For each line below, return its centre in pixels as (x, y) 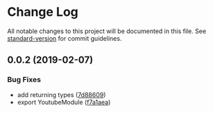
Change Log (43, 12)
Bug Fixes (24, 80)
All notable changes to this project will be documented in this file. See (107, 31)
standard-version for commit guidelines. (65, 38)
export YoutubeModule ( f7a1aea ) (64, 102)
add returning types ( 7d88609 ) (61, 94)
